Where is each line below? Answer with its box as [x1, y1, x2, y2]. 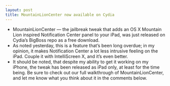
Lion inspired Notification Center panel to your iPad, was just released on [12, 32, 165, 38]
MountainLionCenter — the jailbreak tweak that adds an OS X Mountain [12, 26, 162, 32]
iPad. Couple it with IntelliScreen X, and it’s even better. [12, 53, 128, 59]
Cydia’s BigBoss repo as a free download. [12, 37, 100, 43]
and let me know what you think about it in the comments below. [12, 75, 147, 81]
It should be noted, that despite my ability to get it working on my [12, 59, 149, 65]
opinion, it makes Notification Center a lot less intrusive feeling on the [12, 48, 158, 54]
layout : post [5, 7, 33, 13]
